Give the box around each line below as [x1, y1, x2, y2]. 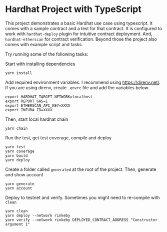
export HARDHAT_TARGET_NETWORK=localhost [5, 94, 93, 99]
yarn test [5, 144, 26, 149]
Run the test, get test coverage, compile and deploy [5, 134, 111, 141]
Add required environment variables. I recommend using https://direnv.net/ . [5, 79, 161, 85]
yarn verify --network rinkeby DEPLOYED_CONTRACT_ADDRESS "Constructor [5, 217, 157, 222]
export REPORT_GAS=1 [5, 99, 48, 104]
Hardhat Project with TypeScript [5, 4, 141, 15]
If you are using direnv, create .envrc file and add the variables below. [5, 84, 149, 91]
